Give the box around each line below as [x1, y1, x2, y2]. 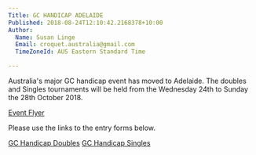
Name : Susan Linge [15, 33, 76, 41]
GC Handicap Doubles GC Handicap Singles [8, 139, 151, 147]
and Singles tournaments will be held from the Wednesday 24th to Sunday [8, 85, 249, 94]
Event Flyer [8, 108, 45, 117]
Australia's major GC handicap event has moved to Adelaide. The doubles [8, 76, 247, 85]
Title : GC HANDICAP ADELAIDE [8, 11, 104, 20]
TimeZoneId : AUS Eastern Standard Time [15, 48, 146, 56]
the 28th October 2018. [8, 93, 83, 102]
